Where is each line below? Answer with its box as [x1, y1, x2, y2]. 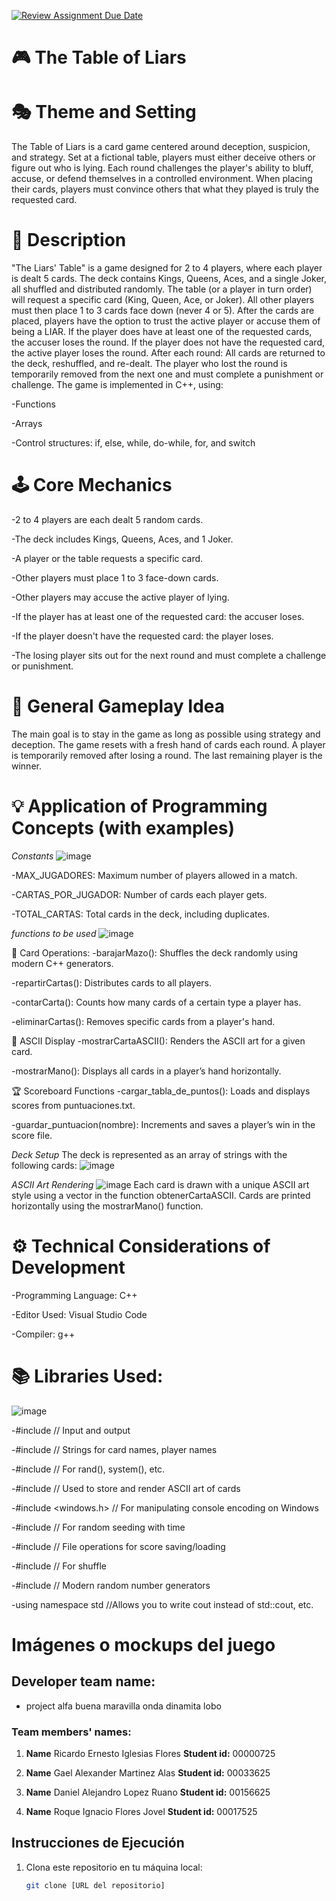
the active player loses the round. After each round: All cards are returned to [11, 347, 326, 359]
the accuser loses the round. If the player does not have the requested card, [11, 336, 326, 349]
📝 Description [11, 229, 127, 252]
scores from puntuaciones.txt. [11, 1099, 136, 1111]
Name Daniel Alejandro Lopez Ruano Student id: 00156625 [25, 1786, 271, 1799]
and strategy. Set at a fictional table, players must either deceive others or [11, 151, 316, 164]
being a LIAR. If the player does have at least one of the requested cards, [11, 326, 313, 338]
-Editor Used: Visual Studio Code [11, 1308, 148, 1320]
